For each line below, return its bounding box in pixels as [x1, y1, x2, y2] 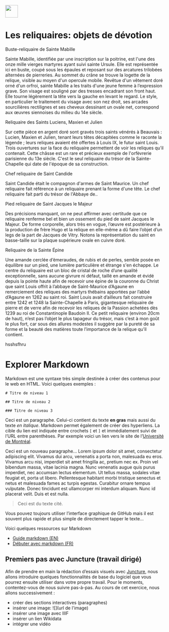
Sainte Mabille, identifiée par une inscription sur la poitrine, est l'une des [5, 56, 155, 62]
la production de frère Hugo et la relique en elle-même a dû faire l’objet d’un [5, 226, 162, 232]
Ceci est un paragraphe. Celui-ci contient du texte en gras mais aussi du [5, 417, 156, 423]
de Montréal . [5, 438, 32, 444]
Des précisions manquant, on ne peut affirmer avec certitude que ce [5, 210, 147, 216]
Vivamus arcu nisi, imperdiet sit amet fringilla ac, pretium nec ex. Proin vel [5, 459, 158, 465]
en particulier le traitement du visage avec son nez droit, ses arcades [5, 99, 148, 105]
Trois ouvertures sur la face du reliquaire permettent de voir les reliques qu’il [5, 145, 164, 151]
